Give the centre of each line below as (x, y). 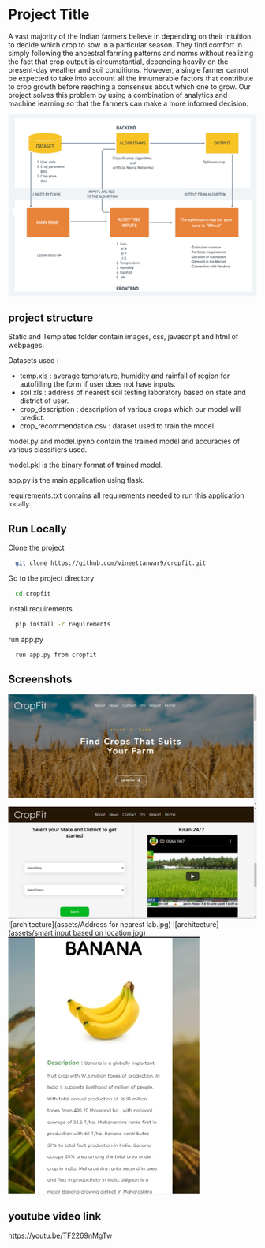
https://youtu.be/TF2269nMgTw (60, 1235)
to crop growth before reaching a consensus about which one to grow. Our (129, 86)
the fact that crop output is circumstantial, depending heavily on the (118, 62)
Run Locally (37, 529)
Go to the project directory (51, 578)
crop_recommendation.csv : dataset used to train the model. (118, 426)
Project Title (49, 15)
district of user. (44, 401)
